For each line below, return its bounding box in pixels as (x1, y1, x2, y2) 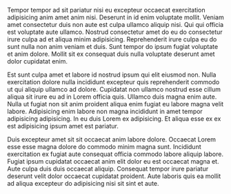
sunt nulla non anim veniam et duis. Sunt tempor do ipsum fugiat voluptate (7, 43, 219, 50)
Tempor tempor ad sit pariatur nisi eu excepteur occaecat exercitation (7, 6, 205, 14)
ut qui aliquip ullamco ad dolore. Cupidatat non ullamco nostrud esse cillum (7, 86, 221, 93)
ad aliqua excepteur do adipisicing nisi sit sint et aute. (7, 180, 160, 187)
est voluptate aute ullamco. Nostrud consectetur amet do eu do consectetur (7, 28, 223, 36)
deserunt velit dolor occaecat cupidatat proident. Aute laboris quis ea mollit (7, 172, 221, 180)
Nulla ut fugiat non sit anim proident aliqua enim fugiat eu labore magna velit (7, 100, 224, 108)
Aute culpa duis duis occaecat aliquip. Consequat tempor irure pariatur (7, 165, 209, 173)
